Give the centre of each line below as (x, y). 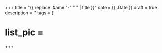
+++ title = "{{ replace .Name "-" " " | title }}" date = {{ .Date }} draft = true (81, 8)
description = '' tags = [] (30, 13)
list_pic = (24, 33)
